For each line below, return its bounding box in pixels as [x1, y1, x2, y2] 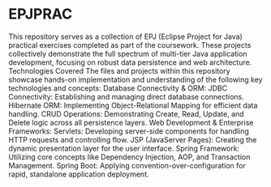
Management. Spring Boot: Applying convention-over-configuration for [8, 160, 246, 170]
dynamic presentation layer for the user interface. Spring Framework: [8, 143, 240, 153]
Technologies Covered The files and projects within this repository [8, 66, 230, 75]
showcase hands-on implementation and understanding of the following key [8, 74, 263, 84]
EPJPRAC [8, 5, 73, 23]
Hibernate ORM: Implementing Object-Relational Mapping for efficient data [8, 100, 258, 110]
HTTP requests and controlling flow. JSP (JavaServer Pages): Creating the [8, 134, 257, 144]
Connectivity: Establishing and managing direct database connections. [8, 91, 245, 101]
